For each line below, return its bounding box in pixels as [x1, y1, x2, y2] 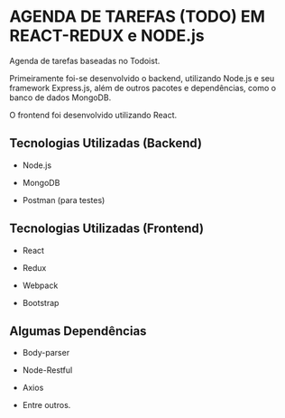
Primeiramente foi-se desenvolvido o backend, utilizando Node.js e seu [9, 72, 275, 83]
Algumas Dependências [9, 323, 147, 339]
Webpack [22, 280, 59, 291]
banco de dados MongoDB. [9, 92, 112, 103]
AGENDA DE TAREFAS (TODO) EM [9, 6, 266, 27]
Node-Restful [22, 365, 73, 376]
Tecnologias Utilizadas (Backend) [9, 135, 203, 151]
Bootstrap [22, 297, 60, 308]
